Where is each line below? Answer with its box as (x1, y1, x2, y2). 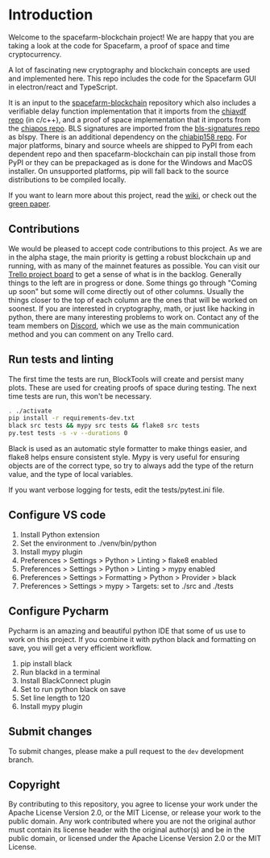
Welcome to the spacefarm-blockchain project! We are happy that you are (8, 32, 255, 42)
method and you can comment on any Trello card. (8, 329, 174, 339)
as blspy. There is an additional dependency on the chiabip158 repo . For (8, 131, 247, 142)
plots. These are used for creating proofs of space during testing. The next (8, 383, 257, 392)
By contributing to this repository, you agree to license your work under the (8, 799, 258, 809)
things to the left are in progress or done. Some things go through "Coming (8, 278, 258, 288)
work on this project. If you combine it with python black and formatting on (8, 634, 256, 644)
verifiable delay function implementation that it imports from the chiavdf (8, 106, 247, 116)
